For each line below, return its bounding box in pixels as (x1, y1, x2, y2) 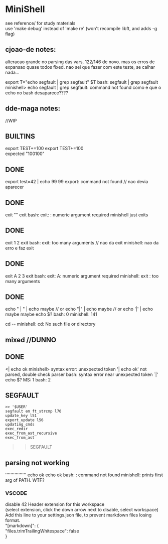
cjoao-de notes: (5, 45, 56, 54)
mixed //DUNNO (5, 335, 57, 344)
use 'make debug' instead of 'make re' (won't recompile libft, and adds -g (5, 25, 157, 31)
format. (5, 517, 21, 523)
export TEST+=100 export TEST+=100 (5, 146, 84, 152)
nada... (5, 69, 20, 75)
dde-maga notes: (5, 104, 61, 113)
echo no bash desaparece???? (5, 89, 69, 96)
